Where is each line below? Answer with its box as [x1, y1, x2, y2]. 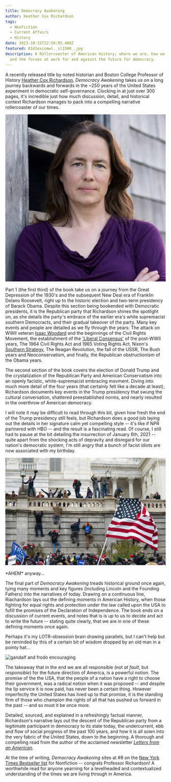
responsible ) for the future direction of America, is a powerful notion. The [5, 670, 159, 676]
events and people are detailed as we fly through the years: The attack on [5, 325, 160, 331]
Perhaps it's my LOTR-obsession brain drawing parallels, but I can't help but [5, 634, 165, 640]
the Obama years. [5, 357, 43, 363]
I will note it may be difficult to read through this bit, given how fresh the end [5, 409, 165, 416]
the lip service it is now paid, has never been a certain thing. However [5, 686, 152, 692]
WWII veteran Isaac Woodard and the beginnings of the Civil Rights [5, 330, 146, 336]
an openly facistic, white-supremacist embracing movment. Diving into [5, 378, 154, 384]
